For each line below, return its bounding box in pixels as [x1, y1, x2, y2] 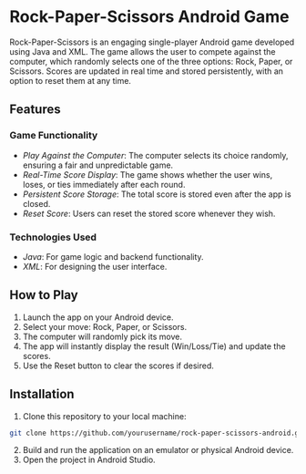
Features [9, 102, 61, 118]
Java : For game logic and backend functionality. [22, 251, 204, 262]
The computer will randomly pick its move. [22, 331, 182, 342]
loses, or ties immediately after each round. [22, 179, 186, 190]
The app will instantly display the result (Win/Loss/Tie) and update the [22, 340, 286, 352]
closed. [22, 198, 51, 209]
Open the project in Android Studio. [22, 454, 157, 466]
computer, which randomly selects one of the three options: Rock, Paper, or [9, 56, 293, 67]
